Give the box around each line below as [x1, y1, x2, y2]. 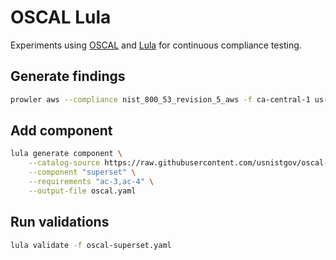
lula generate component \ [10, 149, 123, 159]
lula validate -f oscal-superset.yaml [10, 240, 172, 250]
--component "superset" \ [28, 167, 137, 178]
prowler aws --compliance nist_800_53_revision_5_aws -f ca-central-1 [10, 94, 311, 105]
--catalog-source [28, 158, 101, 168]
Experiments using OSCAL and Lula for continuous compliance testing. [10, 39, 302, 51]
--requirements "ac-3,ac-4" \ [28, 177, 155, 187]
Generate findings [10, 68, 126, 85]
